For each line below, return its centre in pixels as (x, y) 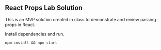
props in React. (20, 25)
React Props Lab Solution (44, 8)
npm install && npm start (31, 43)
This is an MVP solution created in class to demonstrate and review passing (80, 19)
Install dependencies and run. (35, 34)
